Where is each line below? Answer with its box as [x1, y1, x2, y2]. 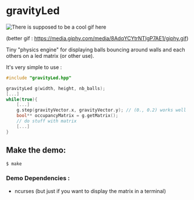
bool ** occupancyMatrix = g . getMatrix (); [16, 113, 118, 119]
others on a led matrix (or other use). [6, 52, 94, 59]
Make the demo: [6, 145, 66, 156]
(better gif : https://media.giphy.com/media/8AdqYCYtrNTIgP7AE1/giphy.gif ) [6, 35, 189, 42]
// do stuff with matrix [16, 118, 77, 124]
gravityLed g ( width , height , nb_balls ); [6, 85, 106, 91]
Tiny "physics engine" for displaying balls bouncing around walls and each [6, 46, 185, 53]
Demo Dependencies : [6, 174, 70, 182]
